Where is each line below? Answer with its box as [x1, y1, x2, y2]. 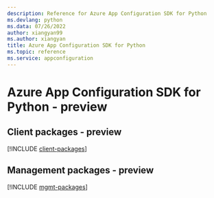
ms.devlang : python [7, 16, 63, 23]
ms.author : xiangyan [7, 36, 67, 43]
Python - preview [7, 99, 108, 114]
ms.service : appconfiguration [7, 55, 94, 62]
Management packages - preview [7, 164, 154, 176]
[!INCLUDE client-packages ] [7, 144, 87, 153]
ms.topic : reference [7, 49, 67, 56]
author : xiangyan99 [7, 29, 63, 36]
